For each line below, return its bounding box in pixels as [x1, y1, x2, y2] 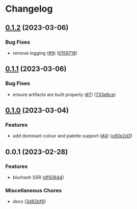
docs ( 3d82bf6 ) [12, 198, 46, 204]
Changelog [5, 3, 53, 15]
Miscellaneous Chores [5, 187, 62, 194]
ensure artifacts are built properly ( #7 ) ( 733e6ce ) [12, 91, 116, 97]
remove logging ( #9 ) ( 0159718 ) [12, 50, 77, 56]
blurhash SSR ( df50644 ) [12, 174, 64, 180]
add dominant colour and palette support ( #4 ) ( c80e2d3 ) [12, 133, 132, 139]
